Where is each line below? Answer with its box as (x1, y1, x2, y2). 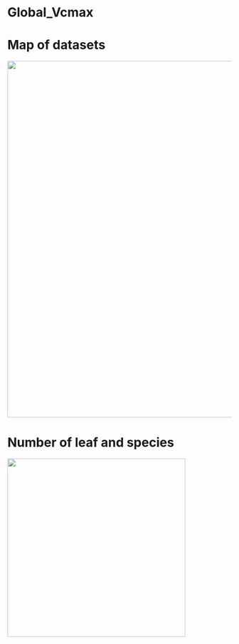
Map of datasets (7, 37, 106, 53)
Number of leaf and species (7, 434, 174, 451)
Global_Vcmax (7, 4, 94, 21)
